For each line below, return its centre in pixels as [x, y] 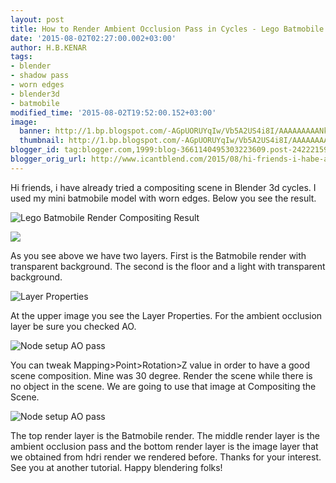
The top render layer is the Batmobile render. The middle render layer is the [165, 435]
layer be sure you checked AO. [73, 326]
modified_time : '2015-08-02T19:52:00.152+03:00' [113, 112]
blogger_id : [35, 150]
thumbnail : [42, 141]
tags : [21, 57]
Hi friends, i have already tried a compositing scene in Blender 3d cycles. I [163, 187]
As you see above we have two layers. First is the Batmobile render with [158, 255]
